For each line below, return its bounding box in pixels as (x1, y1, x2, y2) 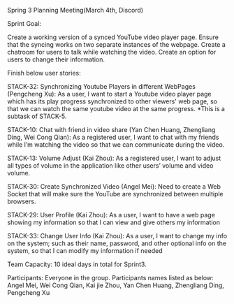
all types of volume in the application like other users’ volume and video (7, 161, 214, 170)
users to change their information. (7, 55, 105, 64)
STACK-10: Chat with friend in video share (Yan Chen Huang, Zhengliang (7, 126, 216, 133)
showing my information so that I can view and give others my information (7, 218, 221, 226)
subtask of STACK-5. (7, 112, 67, 120)
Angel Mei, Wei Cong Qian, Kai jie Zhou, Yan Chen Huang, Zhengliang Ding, (7, 281, 225, 289)
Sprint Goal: (7, 20, 42, 27)
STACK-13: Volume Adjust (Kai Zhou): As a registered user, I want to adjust (7, 154, 221, 162)
